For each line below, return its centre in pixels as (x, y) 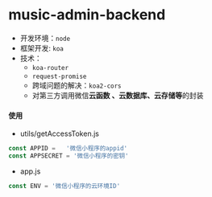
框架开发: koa (42, 48)
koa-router (50, 68)
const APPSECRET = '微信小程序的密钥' (69, 156)
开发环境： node (45, 38)
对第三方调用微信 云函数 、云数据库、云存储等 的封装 (118, 95)
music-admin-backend (87, 15)
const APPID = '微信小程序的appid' (68, 149)
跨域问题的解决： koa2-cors (77, 85)
